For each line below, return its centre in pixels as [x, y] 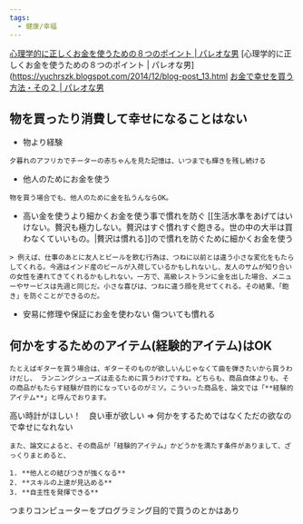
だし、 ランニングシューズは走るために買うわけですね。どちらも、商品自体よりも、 [149, 379]
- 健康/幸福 [37, 26]
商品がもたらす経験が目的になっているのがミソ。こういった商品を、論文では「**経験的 [155, 388]
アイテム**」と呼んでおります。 [60, 398]
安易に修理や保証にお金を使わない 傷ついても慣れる [119, 314]
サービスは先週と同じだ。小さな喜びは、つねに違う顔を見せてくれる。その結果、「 [152, 287]
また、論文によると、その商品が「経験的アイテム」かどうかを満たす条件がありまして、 [147, 446]
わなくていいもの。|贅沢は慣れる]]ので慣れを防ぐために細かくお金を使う [158, 239]
